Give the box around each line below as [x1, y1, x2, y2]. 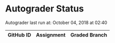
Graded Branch [70, 31, 107, 38]
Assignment [35, 31, 66, 38]
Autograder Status [5, 3, 84, 14]
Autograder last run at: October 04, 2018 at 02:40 [5, 19, 107, 25]
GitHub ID [7, 31, 31, 38]
